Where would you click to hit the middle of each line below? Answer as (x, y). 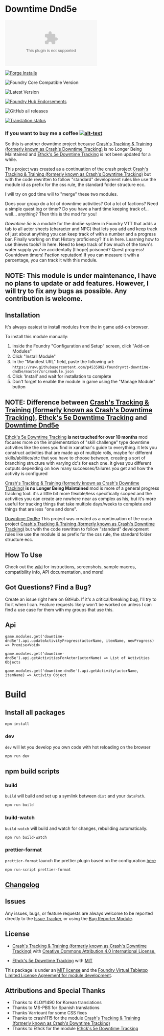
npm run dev (17, 756)
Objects (13, 662)
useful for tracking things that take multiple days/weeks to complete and (78, 504)
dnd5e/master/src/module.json (43, 372)
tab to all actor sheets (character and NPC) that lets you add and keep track (81, 229)
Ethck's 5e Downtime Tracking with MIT (52, 960)
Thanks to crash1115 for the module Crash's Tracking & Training (76, 1018)
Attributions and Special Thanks (55, 991)
